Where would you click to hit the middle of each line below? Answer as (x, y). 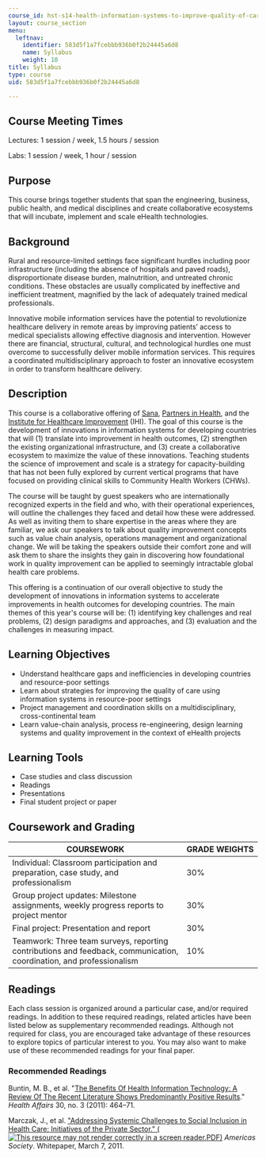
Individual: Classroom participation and (85, 863)
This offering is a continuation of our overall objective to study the (116, 587)
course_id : (26, 15)
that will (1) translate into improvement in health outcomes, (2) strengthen (128, 438)
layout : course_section (47, 23)
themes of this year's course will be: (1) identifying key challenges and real (130, 612)
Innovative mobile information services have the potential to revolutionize (127, 318)
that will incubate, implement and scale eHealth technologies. (108, 217)
